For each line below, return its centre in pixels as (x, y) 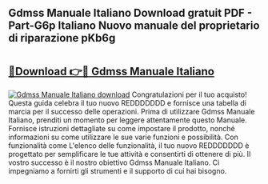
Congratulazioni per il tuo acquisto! (189, 94)
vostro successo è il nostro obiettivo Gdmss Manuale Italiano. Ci (114, 162)
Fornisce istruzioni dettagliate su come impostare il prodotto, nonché (122, 128)
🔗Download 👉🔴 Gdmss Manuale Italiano (111, 71)
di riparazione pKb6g (62, 38)
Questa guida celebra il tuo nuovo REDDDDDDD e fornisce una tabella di (127, 103)
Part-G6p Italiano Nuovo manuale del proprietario (134, 26)
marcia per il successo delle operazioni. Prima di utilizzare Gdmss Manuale (132, 112)
